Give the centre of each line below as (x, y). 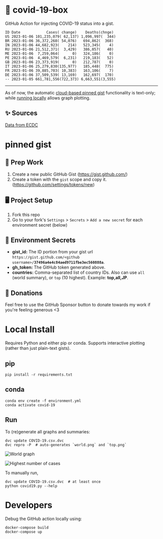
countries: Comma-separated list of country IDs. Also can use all (78, 272)
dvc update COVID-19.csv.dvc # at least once (53, 482)
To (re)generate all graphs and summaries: (48, 431)
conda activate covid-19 (30, 405)
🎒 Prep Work (24, 162)
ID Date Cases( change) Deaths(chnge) (59, 32)
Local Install (30, 330)
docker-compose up (24, 532)
